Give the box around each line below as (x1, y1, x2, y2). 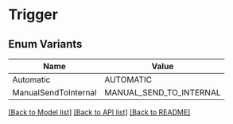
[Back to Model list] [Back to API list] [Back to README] (8, 107, 191, 117)
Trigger (8, 6, 58, 24)
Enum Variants (8, 37, 83, 51)
